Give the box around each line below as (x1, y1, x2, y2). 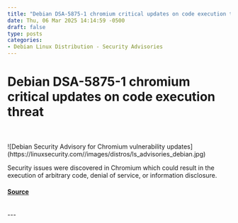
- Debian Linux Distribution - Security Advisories (7, 43, 163, 50)
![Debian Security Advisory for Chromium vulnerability (7, 142, 165, 151)
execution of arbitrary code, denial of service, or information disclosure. (7, 171, 217, 179)
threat (7, 104, 44, 120)
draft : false (7, 23, 46, 30)
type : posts (7, 30, 42, 38)
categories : (7, 37, 42, 44)
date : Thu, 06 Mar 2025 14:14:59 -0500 (7, 17, 125, 24)
